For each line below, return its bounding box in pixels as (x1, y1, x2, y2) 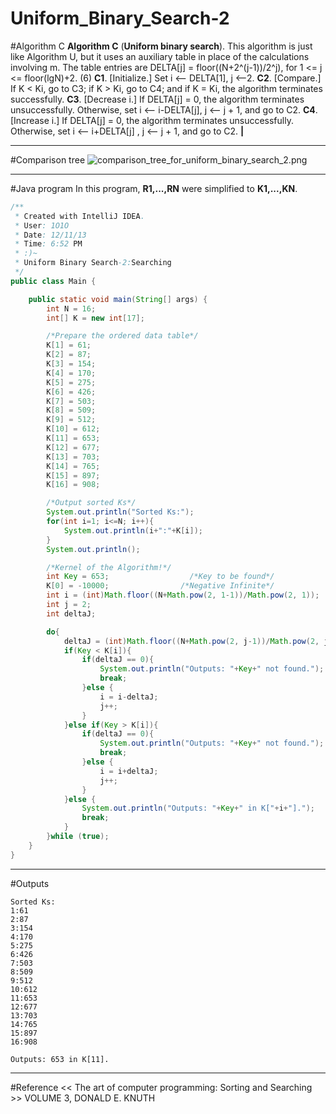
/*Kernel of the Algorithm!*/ (46, 562, 172, 572)
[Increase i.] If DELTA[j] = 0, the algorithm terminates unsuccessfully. (10, 114, 294, 126)
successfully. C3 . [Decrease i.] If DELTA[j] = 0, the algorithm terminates (10, 93, 305, 105)
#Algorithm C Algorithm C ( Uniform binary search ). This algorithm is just (10, 40, 313, 52)
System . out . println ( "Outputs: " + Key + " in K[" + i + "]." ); (81, 803, 315, 814)
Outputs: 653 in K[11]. (10, 1054, 110, 1064)
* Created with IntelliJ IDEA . (14, 211, 145, 221)
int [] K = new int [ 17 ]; (46, 313, 145, 323)
